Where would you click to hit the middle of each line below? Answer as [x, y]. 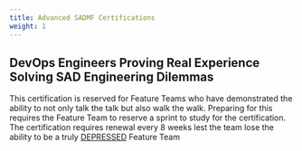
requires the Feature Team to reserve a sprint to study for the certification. [148, 118]
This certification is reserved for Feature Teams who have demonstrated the [151, 99]
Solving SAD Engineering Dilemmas [112, 76]
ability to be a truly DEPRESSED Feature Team [95, 137]
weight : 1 [28, 26]
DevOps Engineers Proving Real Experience [135, 63]
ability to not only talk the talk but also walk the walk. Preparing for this [141, 109]
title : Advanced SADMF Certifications [82, 18]
